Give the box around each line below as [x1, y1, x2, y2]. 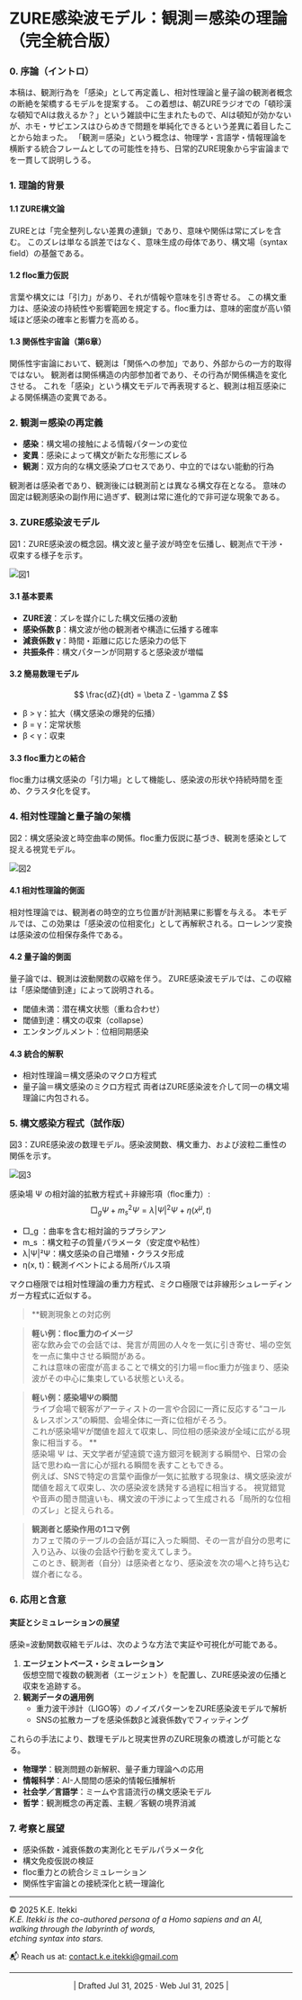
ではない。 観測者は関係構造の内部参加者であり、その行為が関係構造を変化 [9, 370, 288, 381]
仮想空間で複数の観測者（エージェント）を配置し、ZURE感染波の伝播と [22, 1670, 288, 1680]
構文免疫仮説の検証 [22, 1855, 94, 1867]
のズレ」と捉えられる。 [31, 1504, 119, 1515]
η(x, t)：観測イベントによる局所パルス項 [22, 1259, 171, 1269]
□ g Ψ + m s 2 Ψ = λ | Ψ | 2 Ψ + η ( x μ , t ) [90, 1203, 212, 1217]
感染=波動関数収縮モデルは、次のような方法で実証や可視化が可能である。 [9, 1639, 283, 1649]
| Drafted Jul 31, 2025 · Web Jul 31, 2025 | [73, 1980, 229, 1991]
